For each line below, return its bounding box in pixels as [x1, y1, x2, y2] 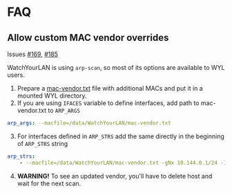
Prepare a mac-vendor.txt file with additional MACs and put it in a [17, 84, 204, 92]
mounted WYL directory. [17, 91, 88, 100]
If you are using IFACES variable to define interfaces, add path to [17, 99, 200, 107]
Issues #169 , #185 [7, 50, 59, 58]
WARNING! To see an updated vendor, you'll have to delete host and [17, 172, 213, 180]
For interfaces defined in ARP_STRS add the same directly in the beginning [17, 132, 224, 140]
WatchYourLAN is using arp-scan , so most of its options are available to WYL [7, 64, 226, 71]
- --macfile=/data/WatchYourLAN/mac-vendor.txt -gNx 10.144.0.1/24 [19, 159, 217, 166]
